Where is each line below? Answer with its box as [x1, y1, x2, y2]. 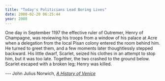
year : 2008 [5, 16, 28, 21]
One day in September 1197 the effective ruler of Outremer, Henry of [5, 30, 144, 36]
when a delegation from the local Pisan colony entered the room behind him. [5, 40, 160, 46]
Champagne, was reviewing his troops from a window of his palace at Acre [5, 35, 158, 41]
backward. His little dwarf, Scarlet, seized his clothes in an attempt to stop [5, 51, 156, 56]
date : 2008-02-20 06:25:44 [5, 12, 61, 17]
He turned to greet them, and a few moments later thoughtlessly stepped [5, 45, 153, 52]
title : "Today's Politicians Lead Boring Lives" [5, 7, 107, 12]
